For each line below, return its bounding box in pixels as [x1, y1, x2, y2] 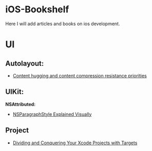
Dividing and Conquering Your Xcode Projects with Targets [12, 140, 138, 146]
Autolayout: [5, 59, 44, 68]
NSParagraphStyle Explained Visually [12, 111, 92, 117]
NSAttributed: [5, 101, 36, 107]
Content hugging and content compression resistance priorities [12, 72, 147, 79]
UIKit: [5, 87, 24, 96]
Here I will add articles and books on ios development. [5, 21, 120, 27]
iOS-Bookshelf [5, 4, 69, 15]
